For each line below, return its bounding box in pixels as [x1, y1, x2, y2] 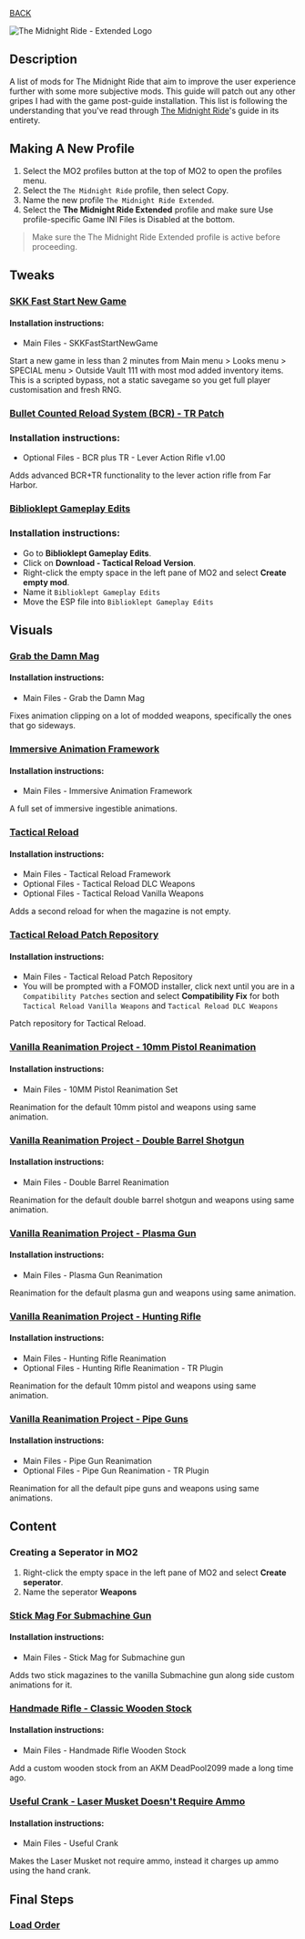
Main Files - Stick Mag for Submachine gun [22, 1652, 185, 1663]
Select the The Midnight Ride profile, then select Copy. [22, 184, 229, 195]
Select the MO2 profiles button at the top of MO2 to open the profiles [22, 165, 282, 176]
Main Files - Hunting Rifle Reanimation [22, 1353, 167, 1364]
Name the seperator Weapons [22, 1586, 137, 1597]
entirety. [9, 114, 41, 126]
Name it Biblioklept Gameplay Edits [22, 586, 161, 597]
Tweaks [9, 268, 56, 284]
